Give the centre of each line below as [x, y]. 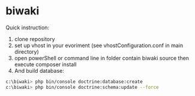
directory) [27, 51]
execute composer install [45, 64]
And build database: [39, 70]
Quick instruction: [27, 27]
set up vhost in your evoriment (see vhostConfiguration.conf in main [99, 45]
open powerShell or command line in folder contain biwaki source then [102, 58]
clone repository [34, 39]
